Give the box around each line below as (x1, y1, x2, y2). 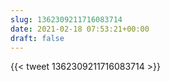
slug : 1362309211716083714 (10, 14, 123, 25)
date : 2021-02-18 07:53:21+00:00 (10, 24, 150, 34)
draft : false (10, 33, 65, 43)
